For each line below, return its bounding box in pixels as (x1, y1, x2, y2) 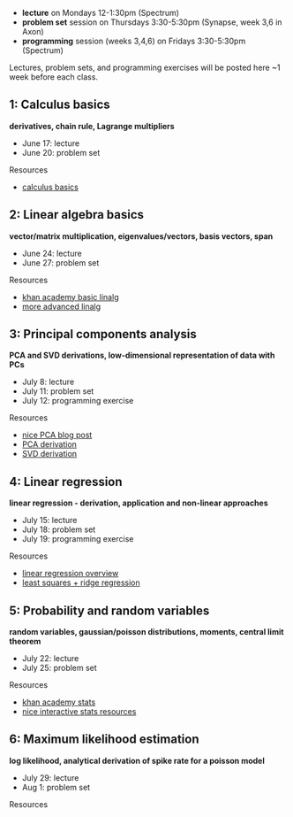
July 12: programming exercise (21, 396, 134, 406)
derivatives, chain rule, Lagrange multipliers (9, 120, 175, 131)
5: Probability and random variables (9, 603, 210, 618)
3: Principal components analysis (9, 327, 197, 342)
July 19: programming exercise (21, 534, 134, 544)
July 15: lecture (21, 515, 78, 526)
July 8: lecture (21, 376, 75, 388)
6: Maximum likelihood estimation (9, 732, 199, 747)
